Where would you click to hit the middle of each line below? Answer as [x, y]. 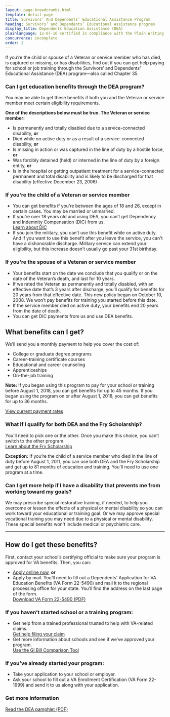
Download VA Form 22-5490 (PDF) [49, 599]
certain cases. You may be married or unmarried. [64, 211]
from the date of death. [37, 311]
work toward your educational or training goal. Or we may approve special [82, 513]
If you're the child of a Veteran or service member [68, 194]
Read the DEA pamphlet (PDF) [37, 709]
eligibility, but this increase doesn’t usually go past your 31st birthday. [85, 249]
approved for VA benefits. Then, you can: [48, 562]
